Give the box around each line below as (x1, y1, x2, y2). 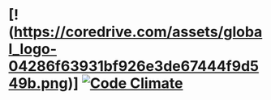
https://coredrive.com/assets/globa (13, 23, 263, 41)
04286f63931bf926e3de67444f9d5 (8, 57, 260, 76)
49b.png (8, 74, 68, 93)
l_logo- (8, 40, 58, 58)
